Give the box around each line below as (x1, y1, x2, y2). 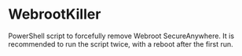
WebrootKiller (8, 5, 101, 23)
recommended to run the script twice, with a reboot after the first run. (8, 39, 233, 48)
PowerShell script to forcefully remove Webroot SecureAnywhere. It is (8, 31, 234, 40)
